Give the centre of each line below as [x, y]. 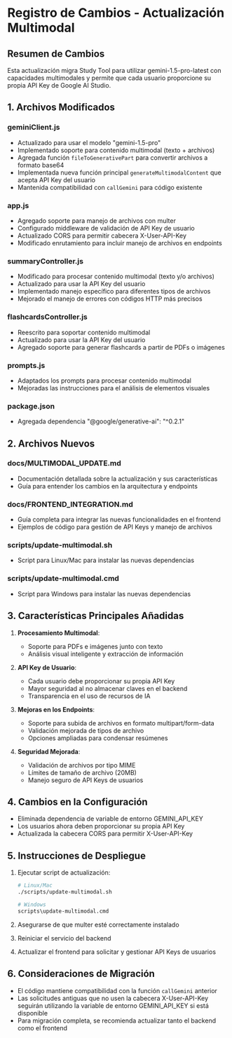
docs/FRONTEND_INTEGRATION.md [70, 504]
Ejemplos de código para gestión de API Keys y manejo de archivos [115, 527]
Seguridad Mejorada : [49, 751]
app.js [18, 205]
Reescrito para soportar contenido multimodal [84, 332]
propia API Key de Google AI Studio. [59, 85]
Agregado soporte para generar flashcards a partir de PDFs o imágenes [121, 347]
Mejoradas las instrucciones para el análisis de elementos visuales [114, 388]
